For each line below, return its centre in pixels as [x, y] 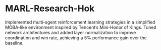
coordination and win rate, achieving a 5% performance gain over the [76, 38]
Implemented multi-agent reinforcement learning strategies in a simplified [80, 22]
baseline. [14, 43]
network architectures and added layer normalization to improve [71, 32]
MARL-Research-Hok [50, 9]
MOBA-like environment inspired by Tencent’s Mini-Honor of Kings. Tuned [81, 27]
